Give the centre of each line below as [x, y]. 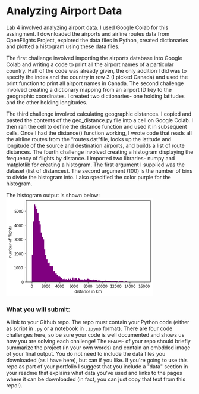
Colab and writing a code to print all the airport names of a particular [90, 64]
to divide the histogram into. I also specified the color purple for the [89, 177]
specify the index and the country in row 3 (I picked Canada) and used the [97, 77]
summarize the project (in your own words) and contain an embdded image [98, 348]
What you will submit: [38, 309]
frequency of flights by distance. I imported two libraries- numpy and [91, 158]
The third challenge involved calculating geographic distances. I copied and [99, 114]
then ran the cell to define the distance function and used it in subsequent [97, 126]
